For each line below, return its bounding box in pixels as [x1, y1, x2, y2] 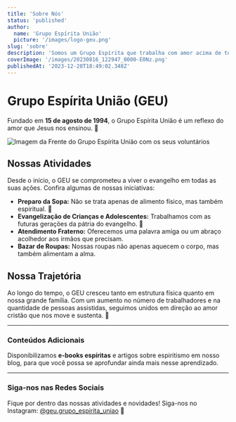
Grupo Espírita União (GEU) [7, 93, 169, 109]
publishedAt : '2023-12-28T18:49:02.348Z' [7, 63, 131, 70]
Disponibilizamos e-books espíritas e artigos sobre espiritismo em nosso [7, 351, 220, 359]
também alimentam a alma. [17, 250, 96, 258]
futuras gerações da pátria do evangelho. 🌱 [17, 219, 144, 229]
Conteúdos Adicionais [7, 335, 85, 345]
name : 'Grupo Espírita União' [13, 30, 102, 37]
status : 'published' [7, 17, 68, 24]
